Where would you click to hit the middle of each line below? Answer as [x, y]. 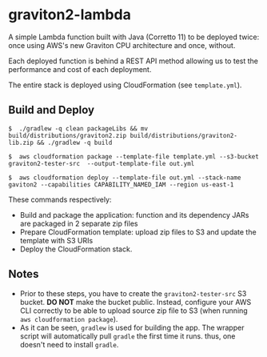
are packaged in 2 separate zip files [79, 223]
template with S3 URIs [56, 240]
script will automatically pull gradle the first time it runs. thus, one [128, 336]
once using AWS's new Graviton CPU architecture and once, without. [122, 45]
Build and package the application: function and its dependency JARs [134, 215]
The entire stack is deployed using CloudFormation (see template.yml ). [125, 85]
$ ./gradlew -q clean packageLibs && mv [78, 128]
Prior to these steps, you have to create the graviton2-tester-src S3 [133, 293]
